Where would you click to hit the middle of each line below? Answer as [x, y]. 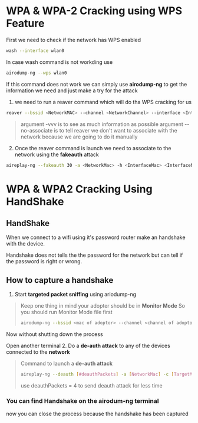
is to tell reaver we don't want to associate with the [116, 130]
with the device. [26, 244]
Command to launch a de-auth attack [67, 364]
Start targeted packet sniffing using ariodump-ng [75, 295]
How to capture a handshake [60, 280]
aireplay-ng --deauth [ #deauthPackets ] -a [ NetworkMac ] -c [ [97, 374]
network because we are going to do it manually [79, 137]
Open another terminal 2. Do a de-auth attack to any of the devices [88, 346]
